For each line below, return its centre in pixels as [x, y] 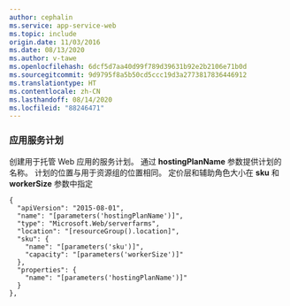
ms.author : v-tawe [43, 58]
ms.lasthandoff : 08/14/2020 [61, 99]
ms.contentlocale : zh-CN [55, 91]
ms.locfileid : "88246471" [57, 108]
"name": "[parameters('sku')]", [84, 247]
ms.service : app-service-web [63, 26]
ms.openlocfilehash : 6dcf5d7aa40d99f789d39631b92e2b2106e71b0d [128, 67]
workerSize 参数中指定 [51, 183]
